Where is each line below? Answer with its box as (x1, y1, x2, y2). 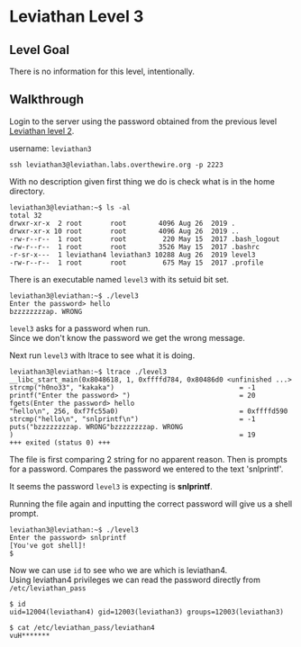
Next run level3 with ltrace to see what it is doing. (9, 349, 196, 361)
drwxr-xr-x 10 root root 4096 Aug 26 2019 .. (9, 227, 241, 236)
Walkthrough (9, 92, 84, 107)
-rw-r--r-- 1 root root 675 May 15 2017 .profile (9, 258, 264, 267)
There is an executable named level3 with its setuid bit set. (9, 274, 230, 284)
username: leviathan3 (9, 142, 92, 154)
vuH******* (9, 631, 50, 640)
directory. (9, 185, 45, 196)
